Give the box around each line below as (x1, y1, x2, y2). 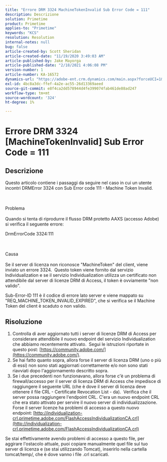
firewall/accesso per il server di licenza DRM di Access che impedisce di (12, 378, 162, 384)
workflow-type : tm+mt (5, 91, 50, 96)
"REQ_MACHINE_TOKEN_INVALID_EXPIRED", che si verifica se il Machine (5, 298, 155, 304)
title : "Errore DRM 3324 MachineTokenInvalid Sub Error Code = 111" (5, 7, 150, 12)
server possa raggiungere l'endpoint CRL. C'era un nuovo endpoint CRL (12, 394, 160, 400)
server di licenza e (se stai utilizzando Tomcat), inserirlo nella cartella (5, 446, 147, 452)
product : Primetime (5, 21, 46, 26)
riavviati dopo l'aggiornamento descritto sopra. (12, 367, 109, 373)
